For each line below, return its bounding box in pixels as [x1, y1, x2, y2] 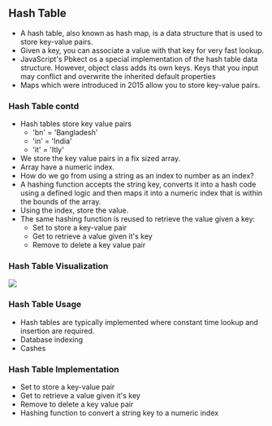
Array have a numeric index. [19, 162, 115, 172]
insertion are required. [19, 326, 95, 336]
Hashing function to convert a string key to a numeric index [19, 408, 219, 418]
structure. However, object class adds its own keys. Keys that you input [19, 63, 259, 72]
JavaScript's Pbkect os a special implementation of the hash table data [19, 54, 258, 64]
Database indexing [19, 334, 84, 345]
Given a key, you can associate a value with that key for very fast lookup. [19, 45, 265, 55]
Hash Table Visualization [8, 261, 109, 272]
